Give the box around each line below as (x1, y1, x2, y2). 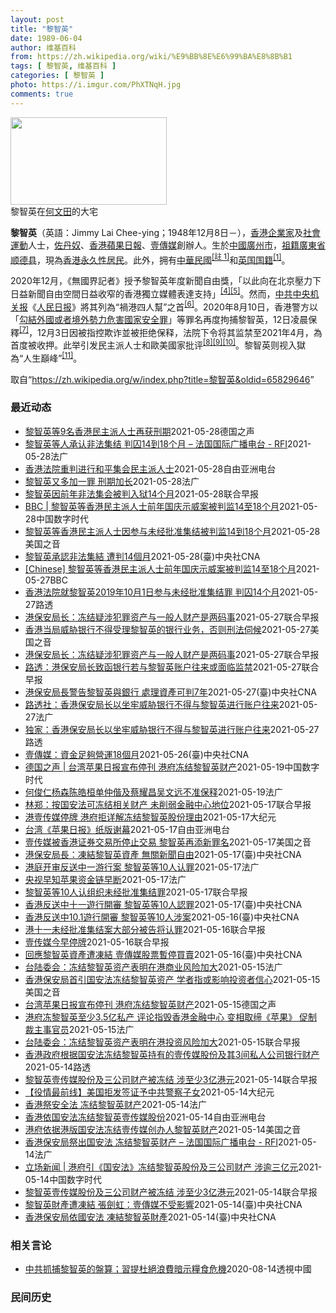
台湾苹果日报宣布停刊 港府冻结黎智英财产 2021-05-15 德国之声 (24, 998, 277, 1010)
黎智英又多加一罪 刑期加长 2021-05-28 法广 (24, 475, 200, 487)
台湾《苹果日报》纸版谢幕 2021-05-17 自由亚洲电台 (24, 823, 231, 835)
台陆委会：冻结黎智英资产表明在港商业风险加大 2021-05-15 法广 (24, 961, 283, 973)
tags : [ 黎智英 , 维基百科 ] (10, 61, 117, 71)
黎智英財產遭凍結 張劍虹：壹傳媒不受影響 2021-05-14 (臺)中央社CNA (24, 1198, 303, 1210)
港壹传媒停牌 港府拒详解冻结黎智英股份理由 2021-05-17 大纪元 (24, 811, 277, 823)
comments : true (10, 89, 74, 99)
